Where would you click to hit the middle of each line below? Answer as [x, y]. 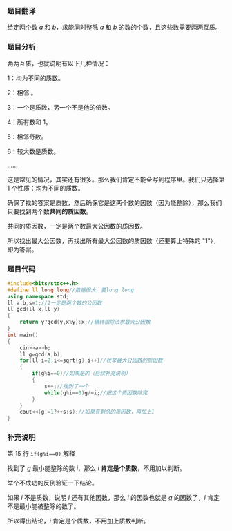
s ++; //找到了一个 [66, 386]
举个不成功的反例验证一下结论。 [52, 483]
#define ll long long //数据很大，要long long [71, 290]
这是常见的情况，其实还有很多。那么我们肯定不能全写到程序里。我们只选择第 [116, 179]
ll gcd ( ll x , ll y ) [33, 309]
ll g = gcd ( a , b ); [41, 354]
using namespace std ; [38, 296]
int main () [23, 335]
